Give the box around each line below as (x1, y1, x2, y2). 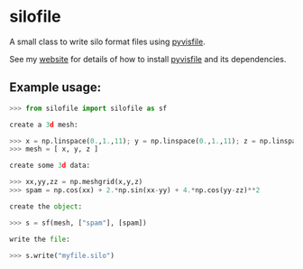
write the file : (9, 235, 70, 244)
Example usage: (9, 79, 102, 96)
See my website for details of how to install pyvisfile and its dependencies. (9, 53, 287, 64)
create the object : (9, 201, 83, 211)
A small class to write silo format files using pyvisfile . (9, 36, 206, 47)
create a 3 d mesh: (9, 120, 78, 129)
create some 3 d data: (9, 161, 91, 171)
